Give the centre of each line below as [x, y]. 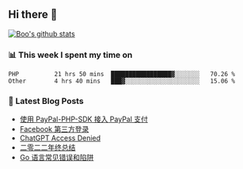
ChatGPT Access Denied [60, 138]
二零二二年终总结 [47, 148]
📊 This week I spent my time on [70, 55]
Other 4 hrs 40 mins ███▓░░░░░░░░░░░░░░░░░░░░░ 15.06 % [122, 81]
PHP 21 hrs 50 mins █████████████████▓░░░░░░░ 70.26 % [122, 75]
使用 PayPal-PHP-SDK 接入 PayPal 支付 [84, 119]
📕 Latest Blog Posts [46, 102]
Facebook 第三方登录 [54, 129]
